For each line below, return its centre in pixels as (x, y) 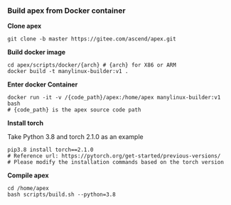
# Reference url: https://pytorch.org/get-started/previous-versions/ (114, 156)
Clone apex (25, 26)
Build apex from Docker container (66, 11)
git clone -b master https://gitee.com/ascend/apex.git (92, 39)
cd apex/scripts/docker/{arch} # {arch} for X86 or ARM (92, 65)
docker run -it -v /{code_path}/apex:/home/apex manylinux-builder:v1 (114, 98)
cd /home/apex (28, 189)
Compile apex (28, 175)
